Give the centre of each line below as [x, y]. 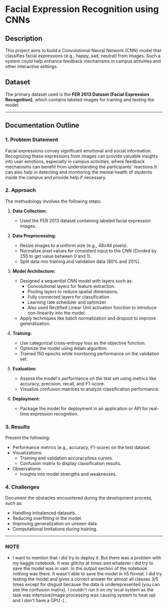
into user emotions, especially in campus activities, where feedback [75, 161]
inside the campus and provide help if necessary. [56, 177]
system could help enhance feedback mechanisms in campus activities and [83, 61]
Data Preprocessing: [34, 236]
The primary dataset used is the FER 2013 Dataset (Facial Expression [77, 94]
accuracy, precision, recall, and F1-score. [62, 384]
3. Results [17, 426]
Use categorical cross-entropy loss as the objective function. [83, 343]
